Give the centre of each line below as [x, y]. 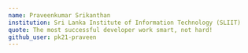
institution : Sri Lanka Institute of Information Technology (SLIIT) [125, 23]
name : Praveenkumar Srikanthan [59, 15]
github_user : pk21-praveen [52, 37]
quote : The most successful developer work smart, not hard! [111, 30]
